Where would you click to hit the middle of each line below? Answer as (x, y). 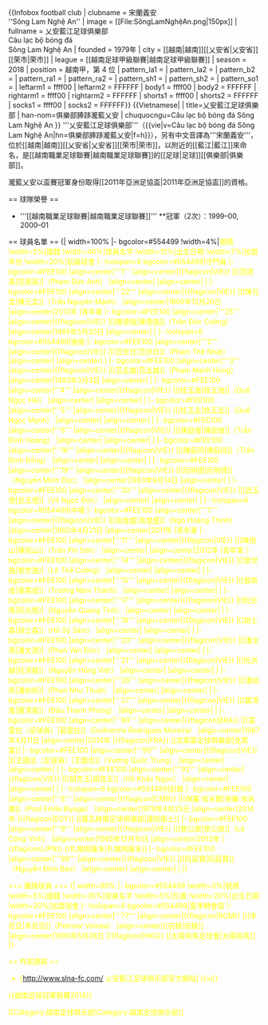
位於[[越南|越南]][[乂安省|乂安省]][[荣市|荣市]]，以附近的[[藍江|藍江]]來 (124, 145)
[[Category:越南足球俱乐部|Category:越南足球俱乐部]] (96, 1012)
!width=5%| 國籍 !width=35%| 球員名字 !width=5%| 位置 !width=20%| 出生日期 (134, 896)
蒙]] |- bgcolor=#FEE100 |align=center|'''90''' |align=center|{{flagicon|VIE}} (133, 750)
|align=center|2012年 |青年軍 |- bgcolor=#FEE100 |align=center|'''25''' (124, 312)
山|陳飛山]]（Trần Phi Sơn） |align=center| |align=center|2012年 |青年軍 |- (130, 550)
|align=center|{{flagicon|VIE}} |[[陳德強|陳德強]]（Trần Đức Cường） (120, 322)
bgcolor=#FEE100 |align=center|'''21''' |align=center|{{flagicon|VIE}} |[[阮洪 (133, 660)
